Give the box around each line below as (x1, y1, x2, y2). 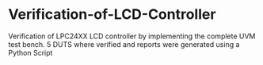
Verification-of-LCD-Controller (8, 5, 216, 23)
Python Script (8, 48, 53, 57)
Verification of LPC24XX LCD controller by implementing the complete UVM (8, 31, 256, 41)
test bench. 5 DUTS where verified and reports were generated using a (8, 39, 240, 49)
